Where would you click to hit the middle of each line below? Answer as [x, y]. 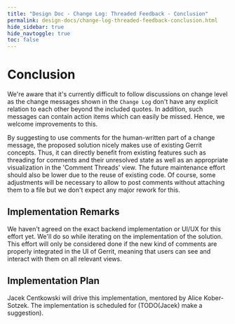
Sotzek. [18, 305]
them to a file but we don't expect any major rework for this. [94, 190]
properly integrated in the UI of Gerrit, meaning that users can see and [109, 251]
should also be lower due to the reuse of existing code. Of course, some [112, 175]
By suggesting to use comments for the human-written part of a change [111, 138]
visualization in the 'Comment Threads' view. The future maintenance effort [116, 168]
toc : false [23, 40]
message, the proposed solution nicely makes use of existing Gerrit [105, 145]
